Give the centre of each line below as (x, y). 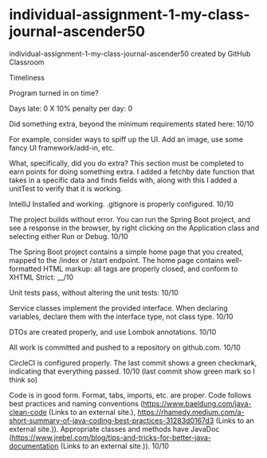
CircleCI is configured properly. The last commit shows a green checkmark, (133, 362)
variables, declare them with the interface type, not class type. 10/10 (121, 316)
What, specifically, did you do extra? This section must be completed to (126, 163)
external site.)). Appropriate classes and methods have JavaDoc (114, 429)
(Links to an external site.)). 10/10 (115, 446)
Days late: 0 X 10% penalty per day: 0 (71, 108)
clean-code (28, 412)
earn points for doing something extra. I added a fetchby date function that (132, 171)
